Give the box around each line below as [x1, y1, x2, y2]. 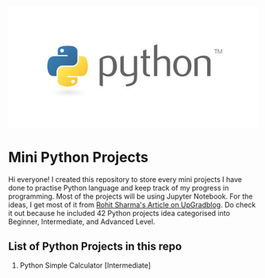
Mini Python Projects [8, 148, 149, 166]
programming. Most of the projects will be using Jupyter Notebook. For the [8, 191, 253, 201]
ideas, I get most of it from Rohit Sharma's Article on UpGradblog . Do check [8, 199, 256, 209]
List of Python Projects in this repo [8, 239, 182, 253]
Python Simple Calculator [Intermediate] [19, 261, 152, 270]
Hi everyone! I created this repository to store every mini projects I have [8, 174, 242, 184]
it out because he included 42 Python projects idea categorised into [8, 208, 230, 218]
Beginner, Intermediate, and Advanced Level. [8, 217, 156, 226]
